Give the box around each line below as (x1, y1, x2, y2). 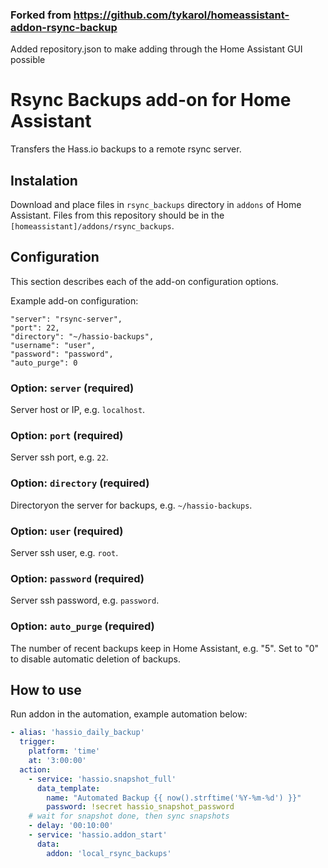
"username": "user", (10, 340, 97, 350)
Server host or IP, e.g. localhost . (10, 404, 146, 416)
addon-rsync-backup (10, 20, 118, 34)
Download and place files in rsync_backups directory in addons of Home (10, 199, 302, 211)
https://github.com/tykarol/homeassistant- (73, 8, 290, 22)
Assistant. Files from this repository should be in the (10, 209, 225, 222)
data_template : (36, 783, 101, 793)
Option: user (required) (10, 524, 124, 538)
